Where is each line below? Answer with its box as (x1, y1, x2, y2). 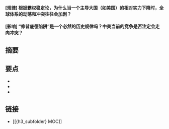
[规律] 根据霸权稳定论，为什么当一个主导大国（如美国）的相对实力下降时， (5, 5, 159, 11)
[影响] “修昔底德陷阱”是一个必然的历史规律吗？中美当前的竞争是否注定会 (5, 23, 155, 30)
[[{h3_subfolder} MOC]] (12, 118, 62, 124)
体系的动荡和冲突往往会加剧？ (9, 11, 71, 17)
